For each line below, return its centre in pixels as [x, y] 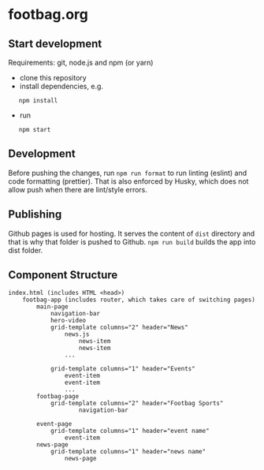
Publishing [35, 214]
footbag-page [58, 397]
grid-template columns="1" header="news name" [128, 452]
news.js [77, 334]
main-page [52, 307]
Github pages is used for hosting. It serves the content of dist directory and [132, 233]
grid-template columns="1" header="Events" [123, 369]
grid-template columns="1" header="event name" [130, 431]
